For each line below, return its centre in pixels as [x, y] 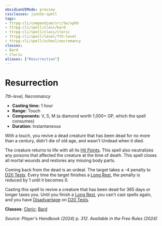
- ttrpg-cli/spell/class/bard [36, 28]
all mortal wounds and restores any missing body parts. [60, 161]
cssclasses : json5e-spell [31, 14]
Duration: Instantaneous [37, 126]
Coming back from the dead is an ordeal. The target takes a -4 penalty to [78, 170]
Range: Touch [26, 111]
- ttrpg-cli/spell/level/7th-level [41, 37]
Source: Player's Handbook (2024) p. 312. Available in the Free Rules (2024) [81, 219]
